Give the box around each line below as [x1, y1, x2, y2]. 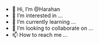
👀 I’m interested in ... [11, 12, 63, 19]
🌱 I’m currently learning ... [11, 18, 76, 25]
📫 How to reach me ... [11, 32, 68, 38]
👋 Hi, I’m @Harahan [11, 6, 61, 12]
